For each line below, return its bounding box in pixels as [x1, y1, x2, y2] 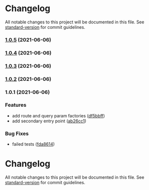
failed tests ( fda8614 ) [12, 141, 55, 147]
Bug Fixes [5, 130, 29, 137]
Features [5, 102, 27, 109]
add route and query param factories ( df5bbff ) [12, 113, 105, 118]
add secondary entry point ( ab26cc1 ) [12, 118, 86, 124]
